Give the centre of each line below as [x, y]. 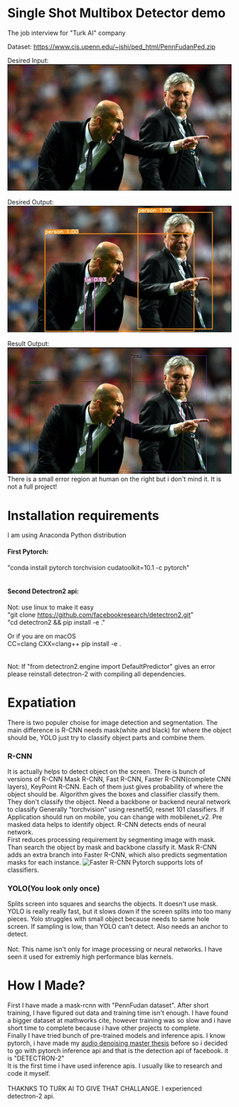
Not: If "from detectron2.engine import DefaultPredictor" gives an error [111, 666]
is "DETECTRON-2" [36, 1059]
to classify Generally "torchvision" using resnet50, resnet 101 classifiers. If [116, 809]
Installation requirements [83, 515]
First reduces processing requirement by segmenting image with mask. [112, 839]
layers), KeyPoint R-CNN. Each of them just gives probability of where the [115, 786]
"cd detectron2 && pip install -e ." [56, 622]
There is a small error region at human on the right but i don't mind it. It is [115, 479]
